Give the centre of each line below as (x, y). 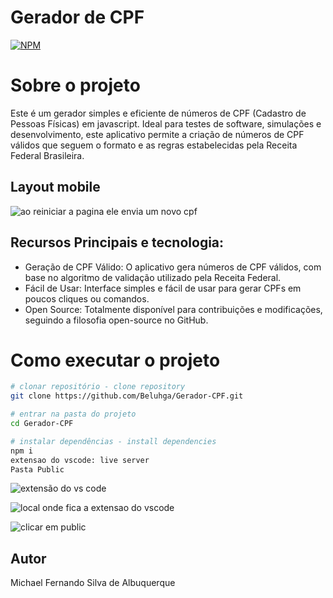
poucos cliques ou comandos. (87, 298)
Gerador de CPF (77, 17)
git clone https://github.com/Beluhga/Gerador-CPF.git (127, 396)
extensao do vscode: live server (80, 460)
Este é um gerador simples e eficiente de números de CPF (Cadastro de (158, 113)
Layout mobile (55, 187)
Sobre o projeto (75, 85)
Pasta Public (37, 469)
